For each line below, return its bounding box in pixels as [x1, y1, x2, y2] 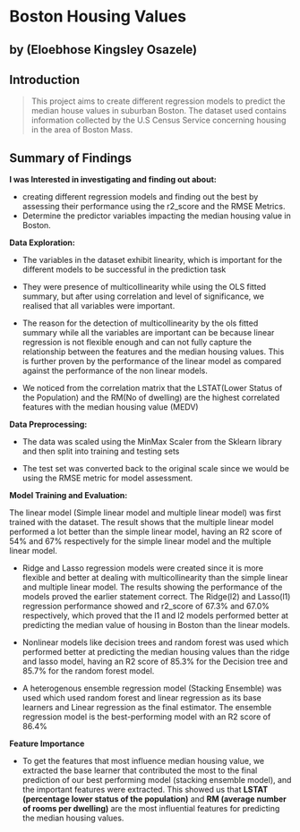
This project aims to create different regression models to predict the [30, 96, 286, 106]
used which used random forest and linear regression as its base [21, 692, 261, 703]
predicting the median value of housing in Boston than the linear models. [21, 620, 291, 631]
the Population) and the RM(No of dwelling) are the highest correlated [21, 392, 280, 403]
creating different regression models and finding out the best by [21, 191, 259, 202]
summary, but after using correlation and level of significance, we [21, 291, 264, 301]
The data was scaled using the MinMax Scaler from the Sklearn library [21, 437, 282, 447]
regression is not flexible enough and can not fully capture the [21, 337, 253, 348]
